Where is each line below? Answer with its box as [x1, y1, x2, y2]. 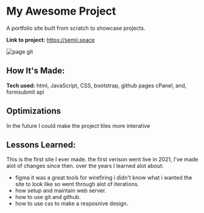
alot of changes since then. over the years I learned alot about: [6, 162, 164, 170]
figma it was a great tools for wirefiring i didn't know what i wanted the [15, 174, 192, 181]
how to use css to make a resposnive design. [15, 200, 128, 208]
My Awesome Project [6, 4, 116, 18]
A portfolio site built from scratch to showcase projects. [6, 24, 146, 32]
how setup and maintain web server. [15, 187, 107, 194]
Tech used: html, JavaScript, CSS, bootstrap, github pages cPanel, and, [6, 82, 187, 89]
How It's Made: [6, 66, 65, 76]
